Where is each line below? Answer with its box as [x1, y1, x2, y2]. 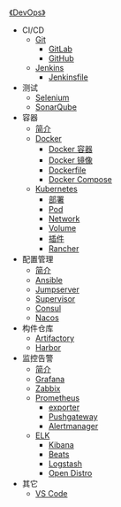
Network [48, 213, 80, 224]
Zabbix [34, 383, 61, 394]
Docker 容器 [48, 144, 93, 154]
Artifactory [34, 333, 75, 343]
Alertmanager [48, 421, 99, 431]
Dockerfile [48, 165, 87, 175]
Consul [34, 303, 62, 313]
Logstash [48, 458, 82, 469]
